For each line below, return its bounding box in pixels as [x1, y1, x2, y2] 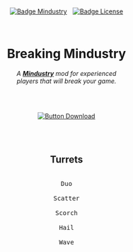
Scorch [54, 209, 79, 217]
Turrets [50, 153, 83, 166]
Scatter [53, 194, 80, 202]
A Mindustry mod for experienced [16, 69, 117, 77]
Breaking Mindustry [6, 46, 127, 62]
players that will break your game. [16, 77, 117, 85]
